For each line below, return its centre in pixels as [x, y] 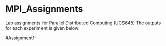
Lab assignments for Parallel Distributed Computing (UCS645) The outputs [83, 23]
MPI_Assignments [44, 9]
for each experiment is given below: [43, 28]
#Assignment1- [21, 38]
